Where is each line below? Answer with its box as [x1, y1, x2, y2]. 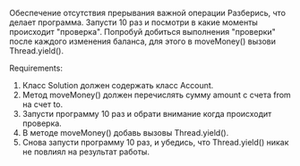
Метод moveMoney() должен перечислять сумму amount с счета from [21, 89, 291, 100]
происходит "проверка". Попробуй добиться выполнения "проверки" [9, 27, 276, 37]
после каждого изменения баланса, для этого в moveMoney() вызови [9, 36, 276, 46]
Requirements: [9, 62, 63, 73]
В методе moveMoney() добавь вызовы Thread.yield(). [21, 128, 229, 137]
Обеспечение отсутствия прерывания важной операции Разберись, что [9, 8, 287, 18]
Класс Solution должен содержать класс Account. [21, 80, 214, 90]
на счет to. [21, 99, 64, 110]
